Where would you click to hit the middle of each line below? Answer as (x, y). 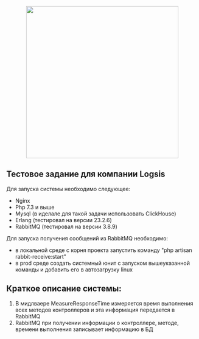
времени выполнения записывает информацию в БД (84, 329)
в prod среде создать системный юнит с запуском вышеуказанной (103, 263)
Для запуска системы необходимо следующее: (68, 189)
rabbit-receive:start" (41, 256)
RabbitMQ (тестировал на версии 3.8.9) (66, 226)
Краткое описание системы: (64, 289)
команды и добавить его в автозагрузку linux (74, 269)
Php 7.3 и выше (35, 207)
